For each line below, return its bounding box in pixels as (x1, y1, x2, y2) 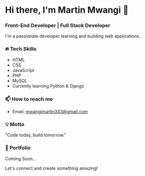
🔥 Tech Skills (5, 45, 37, 52)
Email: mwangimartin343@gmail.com (12, 108, 88, 115)
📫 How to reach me (5, 96, 53, 103)
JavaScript (12, 67, 34, 73)
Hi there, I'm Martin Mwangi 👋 (5, 4, 129, 16)
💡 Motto (5, 121, 25, 128)
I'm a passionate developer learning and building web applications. (5, 33, 141, 39)
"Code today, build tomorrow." (5, 132, 66, 138)
